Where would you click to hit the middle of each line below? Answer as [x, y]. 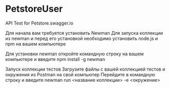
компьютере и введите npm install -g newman [55, 59]
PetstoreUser [34, 9]
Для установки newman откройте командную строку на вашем [75, 54]
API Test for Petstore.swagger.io [39, 23]
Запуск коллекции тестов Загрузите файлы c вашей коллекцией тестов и [85, 69]
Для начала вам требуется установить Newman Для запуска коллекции [84, 33]
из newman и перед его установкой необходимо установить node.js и [82, 38]
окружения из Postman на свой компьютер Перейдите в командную [80, 74]
